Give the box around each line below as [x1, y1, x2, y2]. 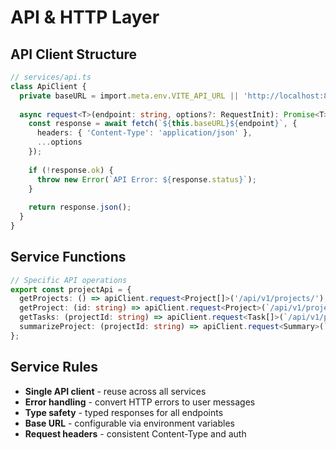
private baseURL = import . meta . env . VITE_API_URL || [19, 91, 240, 101]
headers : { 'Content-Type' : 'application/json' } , [36, 128, 253, 138]
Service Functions [10, 249, 127, 266]
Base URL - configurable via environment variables [24, 417, 235, 429]
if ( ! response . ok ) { [28, 165, 114, 175]
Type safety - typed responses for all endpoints [24, 406, 224, 418]
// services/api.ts [10, 72, 92, 82]
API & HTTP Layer [10, 6, 160, 29]
